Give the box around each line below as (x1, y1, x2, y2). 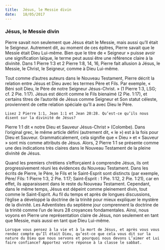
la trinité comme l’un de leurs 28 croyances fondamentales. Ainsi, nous (5, 207, 149, 213)
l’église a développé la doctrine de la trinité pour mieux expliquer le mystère (5, 196, 159, 203)
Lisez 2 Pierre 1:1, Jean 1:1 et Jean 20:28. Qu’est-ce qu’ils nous (5, 111, 149, 116)
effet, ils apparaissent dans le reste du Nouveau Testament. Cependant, (5, 181, 151, 187)
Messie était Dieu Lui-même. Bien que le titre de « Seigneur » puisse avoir (5, 50, 155, 56)
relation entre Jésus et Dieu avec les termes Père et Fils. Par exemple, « (5, 80, 151, 86)
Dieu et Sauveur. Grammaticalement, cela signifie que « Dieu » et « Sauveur (5, 134, 159, 140)
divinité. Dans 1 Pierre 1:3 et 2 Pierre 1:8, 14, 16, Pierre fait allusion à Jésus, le (5, 60, 161, 66)
